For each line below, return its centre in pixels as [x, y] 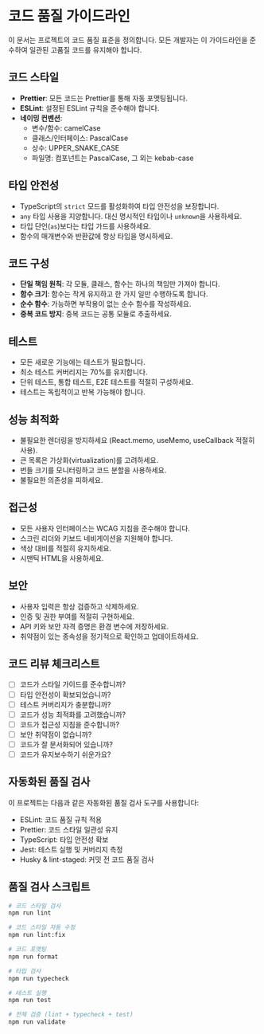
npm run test [30, 1001]
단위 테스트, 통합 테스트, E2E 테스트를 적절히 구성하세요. [107, 382]
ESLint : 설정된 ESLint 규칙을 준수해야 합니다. [89, 108]
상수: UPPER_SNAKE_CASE [76, 147]
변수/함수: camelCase [66, 127]
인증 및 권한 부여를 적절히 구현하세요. [77, 616]
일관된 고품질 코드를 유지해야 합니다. [85, 49]
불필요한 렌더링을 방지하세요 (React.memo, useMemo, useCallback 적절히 [137, 440]
